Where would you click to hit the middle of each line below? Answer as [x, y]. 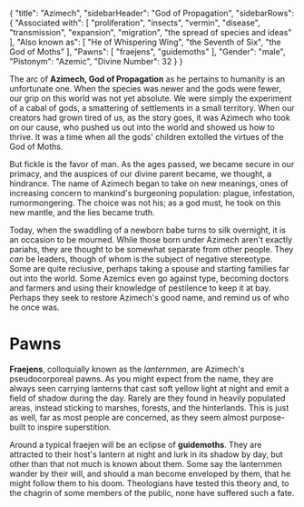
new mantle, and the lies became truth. [83, 212]
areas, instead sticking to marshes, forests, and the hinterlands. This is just [149, 407]
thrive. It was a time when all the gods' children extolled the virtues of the [147, 137]
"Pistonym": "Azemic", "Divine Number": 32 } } [96, 61]
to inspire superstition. [69, 427]
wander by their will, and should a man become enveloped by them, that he [150, 473]
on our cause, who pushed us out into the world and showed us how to [142, 127]
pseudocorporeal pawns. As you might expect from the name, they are [142, 378]
